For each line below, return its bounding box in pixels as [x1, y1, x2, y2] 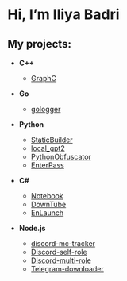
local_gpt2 [30, 144, 65, 152]
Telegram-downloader [30, 264, 104, 273]
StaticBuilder [30, 135, 73, 144]
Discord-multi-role [30, 256, 92, 265]
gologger [30, 105, 61, 114]
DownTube [30, 200, 67, 209]
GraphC [30, 74, 57, 83]
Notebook [30, 191, 64, 200]
